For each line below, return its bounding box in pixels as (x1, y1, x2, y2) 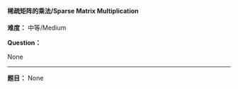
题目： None (7, 74, 44, 83)
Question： (7, 39, 41, 47)
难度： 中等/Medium (7, 23, 67, 32)
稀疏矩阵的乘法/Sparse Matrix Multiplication (7, 6, 139, 15)
